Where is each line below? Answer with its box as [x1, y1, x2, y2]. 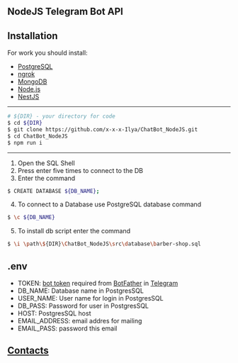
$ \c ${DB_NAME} [7, 214, 55, 221]
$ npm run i [7, 139, 42, 146]
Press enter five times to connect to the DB [17, 166, 144, 174]
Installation [7, 30, 58, 42]
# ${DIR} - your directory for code [7, 113, 115, 120]
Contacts [7, 345, 50, 357]
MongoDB [17, 77, 47, 86]
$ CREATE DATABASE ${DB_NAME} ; [7, 187, 100, 194]
